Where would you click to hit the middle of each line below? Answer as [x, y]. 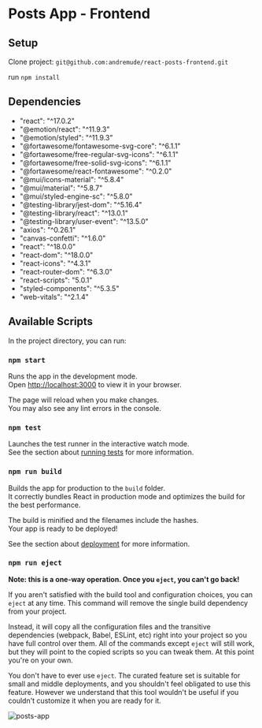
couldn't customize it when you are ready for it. [85, 700]
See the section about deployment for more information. [99, 543]
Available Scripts [50, 321]
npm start [27, 360]
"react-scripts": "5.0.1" [56, 280]
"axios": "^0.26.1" [48, 230]
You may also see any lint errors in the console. [85, 408]
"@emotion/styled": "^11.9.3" [66, 137]
